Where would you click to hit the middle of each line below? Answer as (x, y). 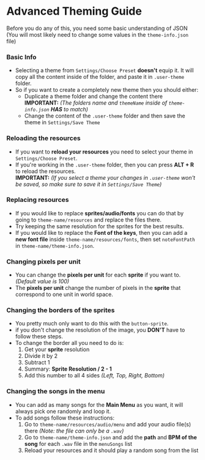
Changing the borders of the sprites (61, 310)
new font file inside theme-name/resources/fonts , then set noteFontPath (105, 239)
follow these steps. (39, 336)
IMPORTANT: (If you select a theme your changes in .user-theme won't (105, 177)
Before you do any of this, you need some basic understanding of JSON (97, 28)
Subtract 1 (37, 363)
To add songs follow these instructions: (65, 418)
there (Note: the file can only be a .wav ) (74, 431)
